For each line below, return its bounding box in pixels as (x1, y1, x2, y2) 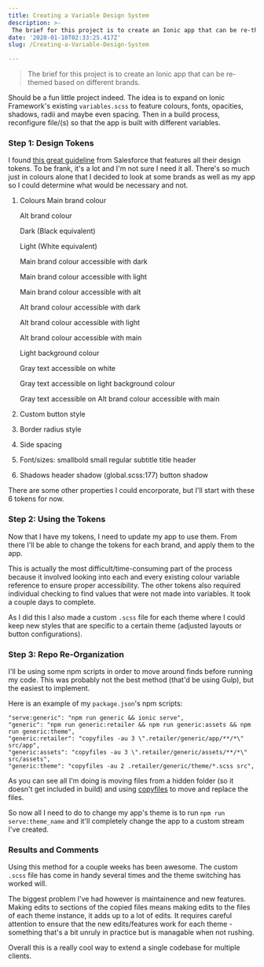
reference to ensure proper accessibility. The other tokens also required (8, 580, 241, 590)
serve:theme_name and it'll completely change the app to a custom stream (8, 817, 245, 826)
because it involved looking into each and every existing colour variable (8, 572, 240, 581)
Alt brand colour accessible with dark (19, 302, 141, 312)
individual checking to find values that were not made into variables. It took (8, 588, 251, 598)
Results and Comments (8, 844, 100, 855)
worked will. (8, 879, 47, 888)
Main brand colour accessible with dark (19, 257, 148, 266)
